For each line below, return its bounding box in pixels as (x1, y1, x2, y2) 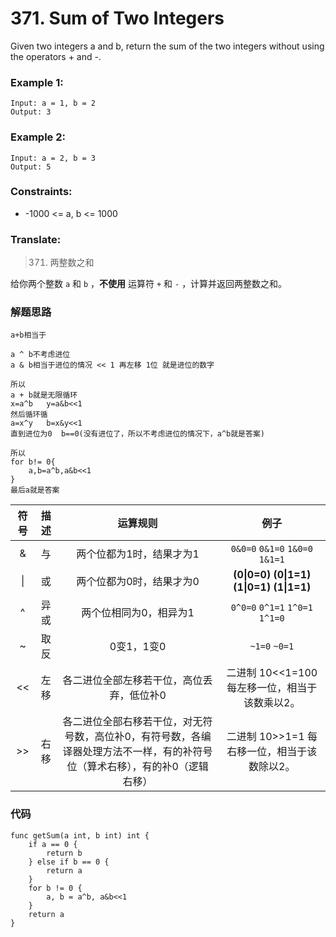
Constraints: (10, 185, 73, 199)
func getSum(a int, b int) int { (10, 830, 150, 841)
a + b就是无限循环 (10, 390, 78, 401)
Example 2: (10, 130, 66, 144)
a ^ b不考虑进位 (10, 350, 71, 360)
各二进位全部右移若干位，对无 (62, 715, 203, 729)
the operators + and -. (10, 50, 102, 62)
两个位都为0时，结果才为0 (76, 575, 200, 589)
